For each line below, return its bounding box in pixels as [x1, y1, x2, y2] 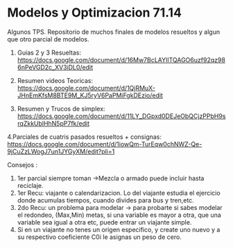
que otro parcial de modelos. [7, 35, 89, 43]
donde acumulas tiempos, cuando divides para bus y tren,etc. [17, 195, 194, 204]
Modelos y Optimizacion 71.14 [7, 5, 182, 21]
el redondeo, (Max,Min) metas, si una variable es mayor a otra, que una [17, 211, 222, 219]
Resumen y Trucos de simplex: [17, 104, 105, 113]
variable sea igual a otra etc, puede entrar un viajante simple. [17, 218, 192, 226]
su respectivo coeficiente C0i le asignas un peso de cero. [17, 233, 182, 241]
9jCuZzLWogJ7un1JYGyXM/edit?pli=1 [7, 147, 115, 155]
